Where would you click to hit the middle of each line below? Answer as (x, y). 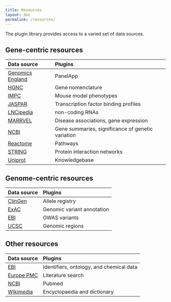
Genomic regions (63, 226)
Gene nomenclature (79, 88)
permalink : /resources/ (31, 19)
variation (66, 135)
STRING (17, 152)
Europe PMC (23, 275)
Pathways (67, 144)
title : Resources (24, 10)
